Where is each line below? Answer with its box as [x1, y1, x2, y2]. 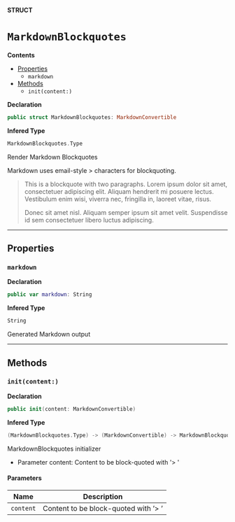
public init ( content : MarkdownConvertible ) [7, 405, 136, 412]
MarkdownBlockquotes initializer [7, 444, 101, 453]
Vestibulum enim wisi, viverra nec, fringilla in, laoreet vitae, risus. [24, 195, 212, 203]
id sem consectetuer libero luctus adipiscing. [24, 216, 154, 224]
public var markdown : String [7, 291, 92, 298]
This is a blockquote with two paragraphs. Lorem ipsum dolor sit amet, [24, 180, 228, 188]
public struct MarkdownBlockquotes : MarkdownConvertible [7, 113, 177, 121]
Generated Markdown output [7, 330, 91, 339]
